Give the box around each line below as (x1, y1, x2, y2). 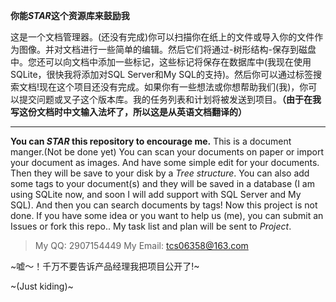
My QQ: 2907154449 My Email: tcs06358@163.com (34, 240, 249, 251)
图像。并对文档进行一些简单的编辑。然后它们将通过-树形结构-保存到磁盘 (18, 44, 317, 55)
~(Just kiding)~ (10, 280, 74, 292)
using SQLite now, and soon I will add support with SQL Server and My (10, 189, 302, 200)
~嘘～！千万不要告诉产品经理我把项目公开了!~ (10, 260, 200, 272)
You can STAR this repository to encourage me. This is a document (10, 135, 292, 147)
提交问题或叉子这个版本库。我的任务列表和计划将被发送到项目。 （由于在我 (18, 94, 322, 105)
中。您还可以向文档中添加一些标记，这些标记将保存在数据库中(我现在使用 (10, 56, 312, 68)
